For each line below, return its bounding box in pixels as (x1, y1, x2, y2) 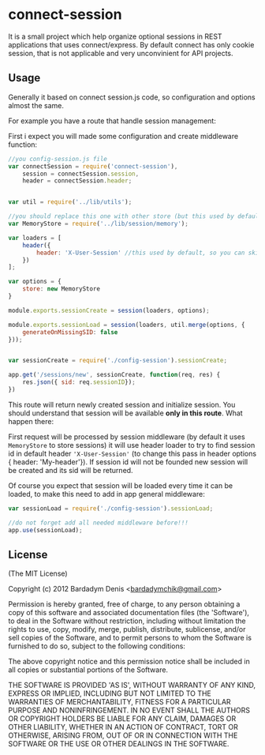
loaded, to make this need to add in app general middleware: (8, 489, 205, 498)
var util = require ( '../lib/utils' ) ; (8, 198, 132, 206)
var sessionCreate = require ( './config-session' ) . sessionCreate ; (8, 357, 227, 365)
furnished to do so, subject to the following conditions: (8, 641, 185, 651)
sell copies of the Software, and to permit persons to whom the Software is (8, 633, 252, 643)
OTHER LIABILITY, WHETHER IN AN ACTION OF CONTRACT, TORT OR (8, 723, 238, 732)
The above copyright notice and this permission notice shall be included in (8, 657, 250, 667)
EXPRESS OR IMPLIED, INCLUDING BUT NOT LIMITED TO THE (8, 689, 211, 698)
